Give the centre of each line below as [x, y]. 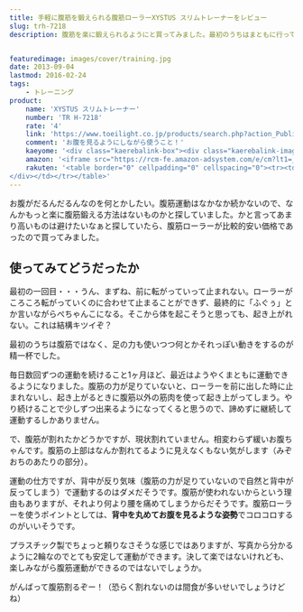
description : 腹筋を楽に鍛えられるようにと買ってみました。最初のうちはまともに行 [146, 34]
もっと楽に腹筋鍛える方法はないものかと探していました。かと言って [151, 214]
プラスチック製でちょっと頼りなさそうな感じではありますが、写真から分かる [151, 545]
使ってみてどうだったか [74, 268]
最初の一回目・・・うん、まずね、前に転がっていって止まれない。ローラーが [151, 292]
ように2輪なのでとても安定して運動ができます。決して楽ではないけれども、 [149, 557]
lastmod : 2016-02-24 [48, 76]
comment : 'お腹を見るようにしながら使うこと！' [105, 143]
